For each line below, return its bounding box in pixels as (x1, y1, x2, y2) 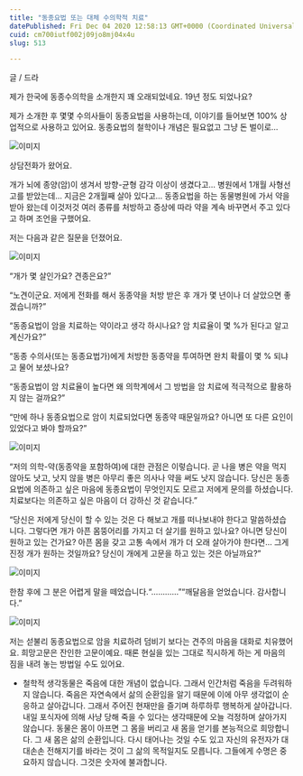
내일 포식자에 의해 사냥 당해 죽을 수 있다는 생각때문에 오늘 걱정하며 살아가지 (22, 712, 288, 723)
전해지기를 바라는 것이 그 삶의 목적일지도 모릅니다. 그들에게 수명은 (46, 745, 278, 756)
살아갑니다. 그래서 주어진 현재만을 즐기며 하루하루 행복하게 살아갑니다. (46, 700, 293, 711)
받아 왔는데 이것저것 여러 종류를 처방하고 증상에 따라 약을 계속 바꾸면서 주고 (9, 202, 274, 213)
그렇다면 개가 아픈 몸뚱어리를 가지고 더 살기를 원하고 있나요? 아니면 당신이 (28, 525, 288, 537)
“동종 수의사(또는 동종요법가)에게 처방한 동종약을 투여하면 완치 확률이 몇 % (9, 351, 272, 362)
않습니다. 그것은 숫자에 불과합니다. (46, 757, 168, 768)
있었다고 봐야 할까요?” (9, 423, 87, 434)
